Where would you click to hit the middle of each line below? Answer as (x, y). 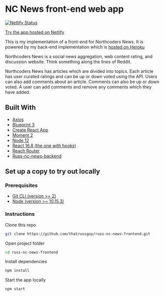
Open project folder (25, 243)
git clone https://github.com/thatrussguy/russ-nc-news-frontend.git (78, 234)
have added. (18, 92)
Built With (20, 107)
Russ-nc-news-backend (37, 156)
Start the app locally (25, 280)
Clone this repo (21, 225)
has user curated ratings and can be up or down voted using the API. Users (81, 76)
